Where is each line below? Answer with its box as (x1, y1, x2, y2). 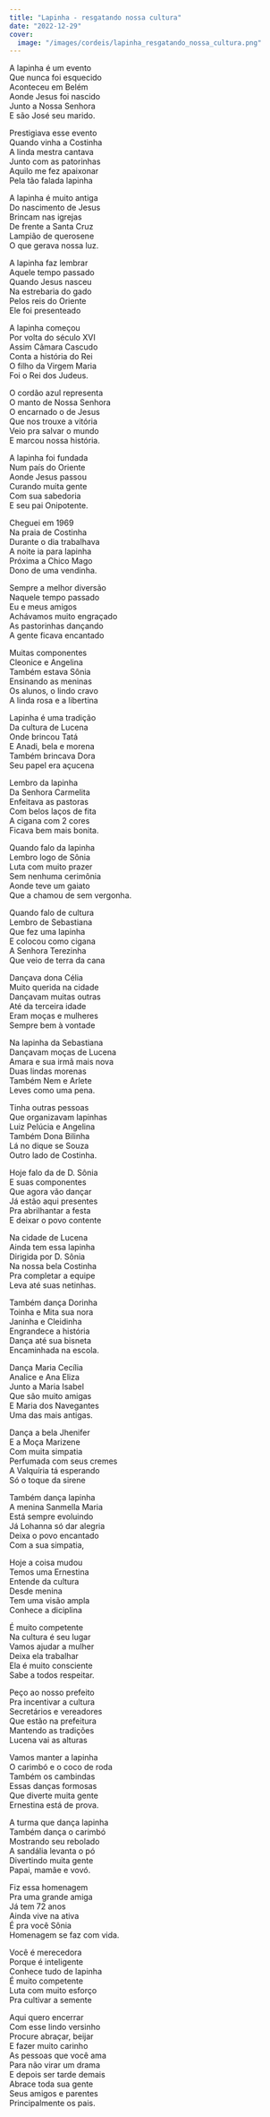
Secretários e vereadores (9, 1707, 103, 1717)
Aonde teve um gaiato (9, 880, 91, 892)
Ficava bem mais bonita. (9, 825, 99, 836)
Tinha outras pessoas (9, 1102, 89, 1113)
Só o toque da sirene (9, 1475, 87, 1486)
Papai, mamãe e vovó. (9, 1865, 91, 1876)
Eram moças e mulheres (9, 1010, 98, 1022)
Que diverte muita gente (9, 1790, 98, 1802)
